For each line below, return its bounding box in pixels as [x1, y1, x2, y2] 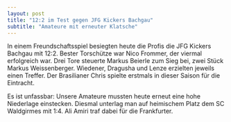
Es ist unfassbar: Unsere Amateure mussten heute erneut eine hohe [7, 92, 201, 101]
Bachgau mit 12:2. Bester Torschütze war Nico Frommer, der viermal [7, 49, 203, 58]
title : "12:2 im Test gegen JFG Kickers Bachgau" [7, 17, 154, 24]
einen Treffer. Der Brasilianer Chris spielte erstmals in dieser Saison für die [7, 71, 221, 80]
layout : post [7, 10, 45, 17]
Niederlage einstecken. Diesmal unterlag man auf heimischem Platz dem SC [7, 100, 225, 108]
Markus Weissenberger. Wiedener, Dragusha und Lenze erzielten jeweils [7, 64, 215, 73]
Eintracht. [7, 79, 35, 87]
